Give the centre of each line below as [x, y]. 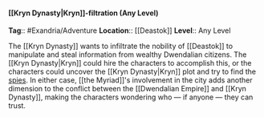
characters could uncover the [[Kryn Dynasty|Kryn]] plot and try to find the [132, 72]
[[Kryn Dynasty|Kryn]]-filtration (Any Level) [83, 13]
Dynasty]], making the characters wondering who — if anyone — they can [131, 97]
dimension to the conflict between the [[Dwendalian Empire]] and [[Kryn [128, 89]
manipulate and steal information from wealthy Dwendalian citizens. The [128, 54]
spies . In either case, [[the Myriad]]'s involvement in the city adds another [130, 80]
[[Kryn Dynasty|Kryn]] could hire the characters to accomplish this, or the [130, 63]
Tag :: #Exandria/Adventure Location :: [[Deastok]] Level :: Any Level [120, 30]
